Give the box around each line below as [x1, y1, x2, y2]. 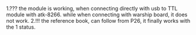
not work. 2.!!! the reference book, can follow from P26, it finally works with [6, 17, 191, 24]
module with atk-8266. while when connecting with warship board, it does [6, 11, 188, 18]
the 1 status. [6, 23, 36, 30]
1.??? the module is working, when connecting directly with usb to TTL [6, 5, 178, 12]
